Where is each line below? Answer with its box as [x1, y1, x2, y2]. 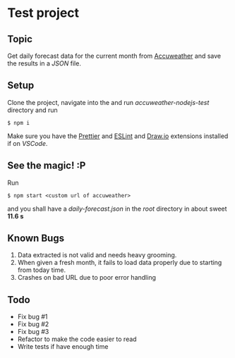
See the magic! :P [7, 160, 86, 172]
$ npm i [7, 119, 30, 126]
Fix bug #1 [17, 312, 48, 321]
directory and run [7, 106, 58, 114]
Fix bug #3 [17, 328, 49, 336]
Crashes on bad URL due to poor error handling [17, 273, 157, 282]
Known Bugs [7, 233, 65, 245]
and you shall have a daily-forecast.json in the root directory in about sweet [7, 204, 227, 213]
